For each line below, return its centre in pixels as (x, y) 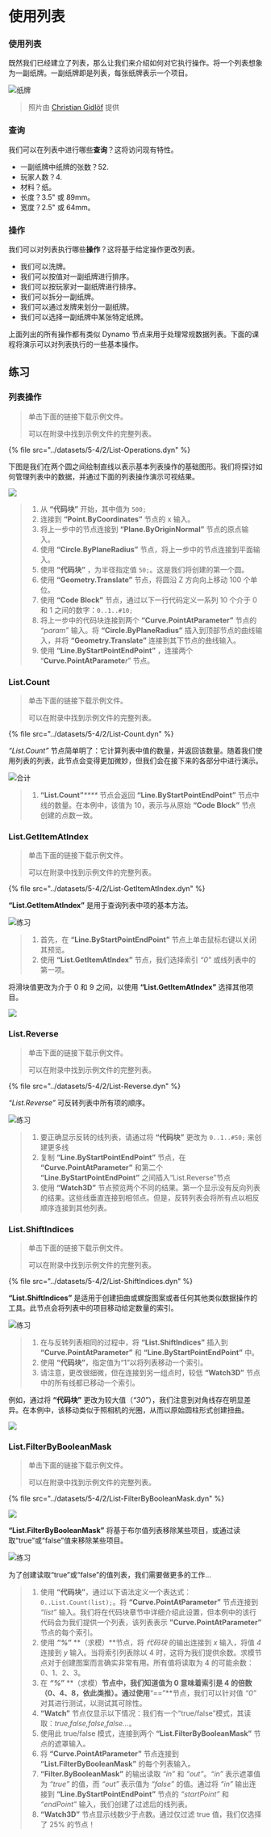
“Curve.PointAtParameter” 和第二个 (102, 1167)
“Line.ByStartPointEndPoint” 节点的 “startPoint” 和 (143, 1794)
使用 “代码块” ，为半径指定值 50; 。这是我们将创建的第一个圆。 (144, 569)
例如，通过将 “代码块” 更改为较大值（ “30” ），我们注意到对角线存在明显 (126, 1400)
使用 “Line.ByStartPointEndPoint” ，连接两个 (117, 650)
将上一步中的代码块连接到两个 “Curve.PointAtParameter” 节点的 (148, 620)
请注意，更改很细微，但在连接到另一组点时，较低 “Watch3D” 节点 (150, 1372)
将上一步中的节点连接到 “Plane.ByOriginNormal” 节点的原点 (141, 529)
